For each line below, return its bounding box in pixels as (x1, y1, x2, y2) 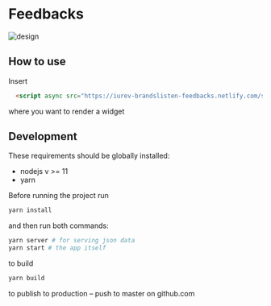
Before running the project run (8, 191, 109, 201)
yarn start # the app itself (8, 244, 106, 252)
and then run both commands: (8, 221, 109, 230)
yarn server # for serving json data (8, 237, 135, 245)
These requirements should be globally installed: (8, 151, 170, 161)
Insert (8, 76, 28, 85)
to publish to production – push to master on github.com (8, 288, 195, 298)
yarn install (8, 206, 52, 214)
